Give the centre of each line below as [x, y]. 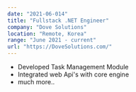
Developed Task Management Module [73, 67]
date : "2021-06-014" [38, 14]
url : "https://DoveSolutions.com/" [60, 47]
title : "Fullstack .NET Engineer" [58, 21]
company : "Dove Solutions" [47, 27]
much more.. [36, 82]
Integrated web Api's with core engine [73, 74]
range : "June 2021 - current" [52, 40]
